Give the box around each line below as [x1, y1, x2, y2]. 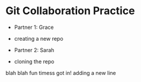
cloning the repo [14, 58, 55, 65]
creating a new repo [14, 35, 63, 42]
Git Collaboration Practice [5, 4, 135, 18]
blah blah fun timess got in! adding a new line [5, 69, 116, 76]
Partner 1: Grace [14, 24, 54, 31]
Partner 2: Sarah [14, 46, 55, 54]
